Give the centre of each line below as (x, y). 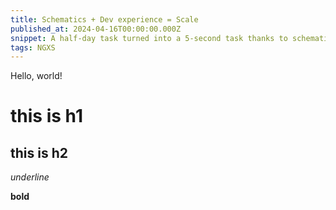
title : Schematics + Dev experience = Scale (104, 19)
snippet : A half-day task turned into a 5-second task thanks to (149, 38)
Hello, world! (36, 76)
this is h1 (46, 116)
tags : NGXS (33, 47)
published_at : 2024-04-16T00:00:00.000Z (96, 29)
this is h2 (39, 152)
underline (30, 177)
